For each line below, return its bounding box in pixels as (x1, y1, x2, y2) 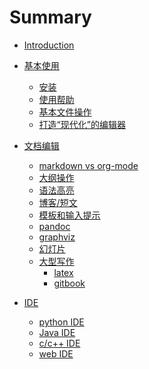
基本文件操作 (38, 106, 92, 118)
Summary (9, 6, 92, 29)
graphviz (38, 231, 76, 243)
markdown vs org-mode (38, 159, 139, 171)
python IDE (38, 316, 85, 328)
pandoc (38, 220, 71, 232)
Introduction (23, 39, 75, 51)
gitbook (53, 277, 86, 289)
